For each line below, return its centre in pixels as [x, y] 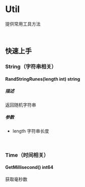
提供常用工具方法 [23, 24]
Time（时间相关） [27, 155]
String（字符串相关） [31, 67]
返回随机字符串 [21, 105]
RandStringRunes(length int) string [43, 79]
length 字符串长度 [31, 131]
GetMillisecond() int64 [29, 167]
